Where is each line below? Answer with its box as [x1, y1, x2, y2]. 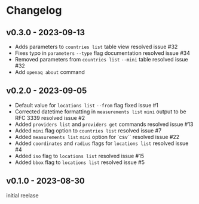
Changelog [6, 4, 62, 17]
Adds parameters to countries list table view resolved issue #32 [14, 43, 178, 50]
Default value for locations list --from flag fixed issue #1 [14, 101, 158, 109]
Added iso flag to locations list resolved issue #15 [14, 152, 145, 159]
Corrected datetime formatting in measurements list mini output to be [14, 108, 186, 115]
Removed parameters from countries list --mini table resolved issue [14, 56, 188, 63]
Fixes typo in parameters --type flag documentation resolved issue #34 [14, 50, 190, 57]
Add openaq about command [14, 69, 85, 75]
